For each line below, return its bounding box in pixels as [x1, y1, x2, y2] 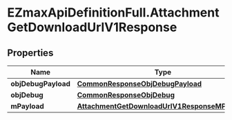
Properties [7, 47, 54, 59]
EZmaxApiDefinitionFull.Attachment [7, 5, 220, 21]
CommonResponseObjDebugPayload [77, 79, 202, 88]
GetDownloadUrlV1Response [7, 19, 177, 35]
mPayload [10, 101, 45, 111]
